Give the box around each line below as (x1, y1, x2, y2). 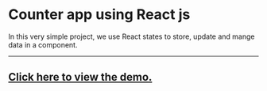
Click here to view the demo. (8, 70, 153, 84)
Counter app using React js (8, 6, 191, 24)
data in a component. (8, 40, 78, 49)
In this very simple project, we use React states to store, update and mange (8, 32, 255, 41)
